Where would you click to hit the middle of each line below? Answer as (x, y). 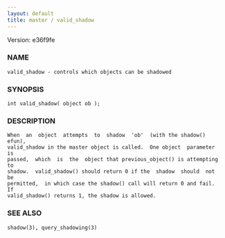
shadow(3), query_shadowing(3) (52, 228)
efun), (17, 141)
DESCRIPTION (31, 121)
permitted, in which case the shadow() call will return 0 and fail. (111, 184)
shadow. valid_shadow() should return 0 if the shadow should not (111, 172)
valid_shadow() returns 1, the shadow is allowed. (82, 196)
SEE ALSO (25, 213)
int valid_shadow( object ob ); (54, 104)
